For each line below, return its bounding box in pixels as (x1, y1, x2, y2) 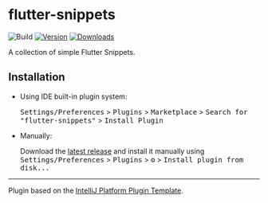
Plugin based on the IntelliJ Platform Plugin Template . (8, 185, 183, 195)
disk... (19, 163, 50, 172)
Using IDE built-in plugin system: (19, 92, 128, 101)
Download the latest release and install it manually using (19, 146, 205, 156)
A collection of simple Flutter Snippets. (8, 47, 136, 57)
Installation (8, 70, 65, 84)
